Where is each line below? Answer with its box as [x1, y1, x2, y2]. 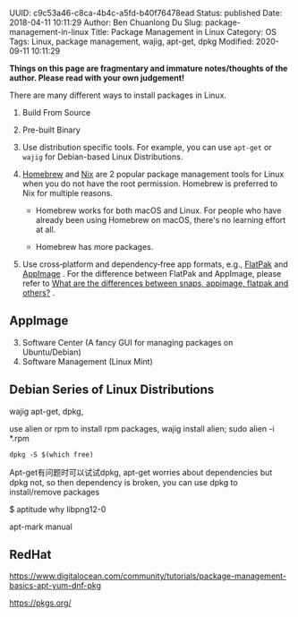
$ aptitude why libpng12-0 [9, 503, 106, 514]
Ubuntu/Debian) [21, 347, 82, 357]
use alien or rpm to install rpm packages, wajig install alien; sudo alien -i [9, 423, 275, 433]
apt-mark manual [9, 521, 73, 532]
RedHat [9, 547, 52, 562]
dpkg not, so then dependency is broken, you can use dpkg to [9, 476, 239, 487]
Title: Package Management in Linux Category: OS [90, 27, 277, 37]
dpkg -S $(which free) [9, 450, 94, 459]
